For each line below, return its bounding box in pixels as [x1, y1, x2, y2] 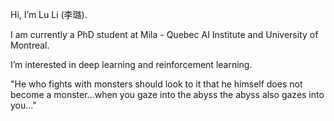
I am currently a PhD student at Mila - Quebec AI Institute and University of [10, 29, 319, 40]
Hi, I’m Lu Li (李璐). [10, 9, 88, 20]
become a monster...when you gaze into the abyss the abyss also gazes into [10, 89, 325, 100]
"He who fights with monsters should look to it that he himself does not [10, 78, 303, 90]
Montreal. [10, 39, 50, 51]
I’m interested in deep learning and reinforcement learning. [10, 59, 253, 70]
